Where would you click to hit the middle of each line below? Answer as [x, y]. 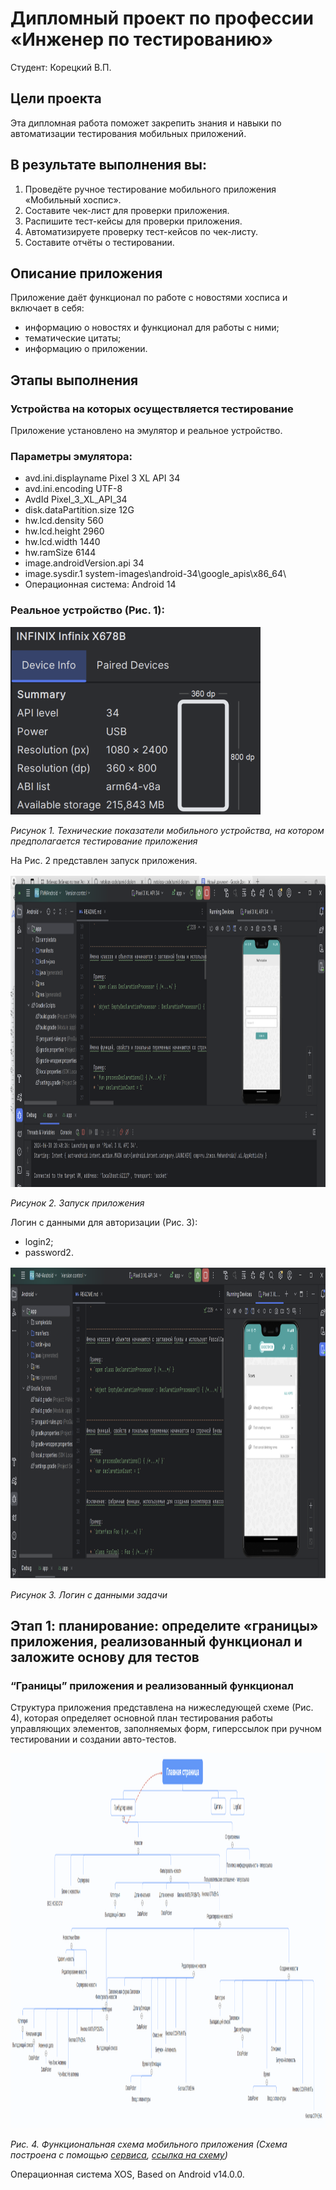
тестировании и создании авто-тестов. [93, 1739]
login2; [39, 1241]
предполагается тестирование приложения [104, 841]
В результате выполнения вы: [109, 165]
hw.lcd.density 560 [64, 521]
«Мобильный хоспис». [73, 199]
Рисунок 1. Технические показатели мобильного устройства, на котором [167, 830]
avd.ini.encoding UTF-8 [73, 489]
